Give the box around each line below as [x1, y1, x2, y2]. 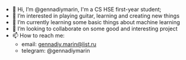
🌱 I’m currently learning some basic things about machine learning [12, 19, 180, 25]
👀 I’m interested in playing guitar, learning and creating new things [12, 12, 180, 19]
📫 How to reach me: [12, 32, 65, 39]
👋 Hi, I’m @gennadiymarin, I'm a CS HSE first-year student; [12, 6, 161, 13]
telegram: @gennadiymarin [21, 47, 90, 54]
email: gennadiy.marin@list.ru [21, 41, 97, 48]
